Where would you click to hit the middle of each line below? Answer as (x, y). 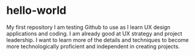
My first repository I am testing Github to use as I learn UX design (88, 27)
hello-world (37, 11)
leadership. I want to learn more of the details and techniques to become (97, 40)
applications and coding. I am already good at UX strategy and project (94, 33)
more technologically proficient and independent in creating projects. (93, 46)
